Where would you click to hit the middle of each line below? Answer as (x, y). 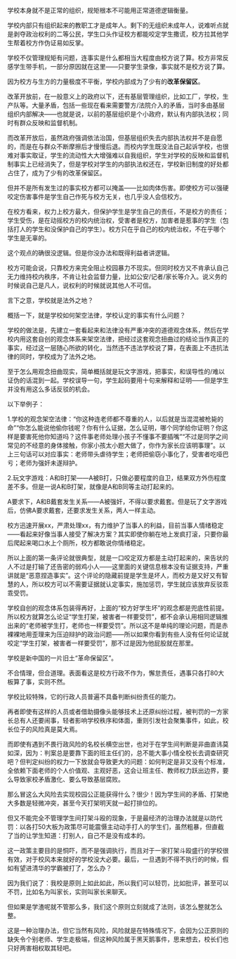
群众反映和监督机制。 (50, 123)
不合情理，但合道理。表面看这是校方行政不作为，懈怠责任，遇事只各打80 (113, 673)
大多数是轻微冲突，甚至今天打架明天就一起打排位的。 (84, 803)
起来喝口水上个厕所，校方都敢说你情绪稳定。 (84, 543)
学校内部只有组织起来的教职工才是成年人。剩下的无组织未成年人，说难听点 (115, 25)
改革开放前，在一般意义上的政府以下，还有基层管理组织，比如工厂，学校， (115, 96)
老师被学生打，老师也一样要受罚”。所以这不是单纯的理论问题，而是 (125, 625)
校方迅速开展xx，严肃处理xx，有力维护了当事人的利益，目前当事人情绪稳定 (116, 525)
